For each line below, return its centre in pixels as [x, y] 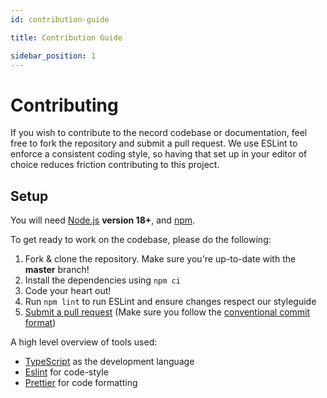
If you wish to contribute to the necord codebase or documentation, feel [159, 133]
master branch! [57, 270]
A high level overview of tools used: [84, 342]
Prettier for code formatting [81, 383]
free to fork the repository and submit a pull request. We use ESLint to [154, 143]
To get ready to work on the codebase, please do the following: [141, 240]
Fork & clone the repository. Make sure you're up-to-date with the [160, 259]
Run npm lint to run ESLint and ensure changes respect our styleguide [170, 302]
